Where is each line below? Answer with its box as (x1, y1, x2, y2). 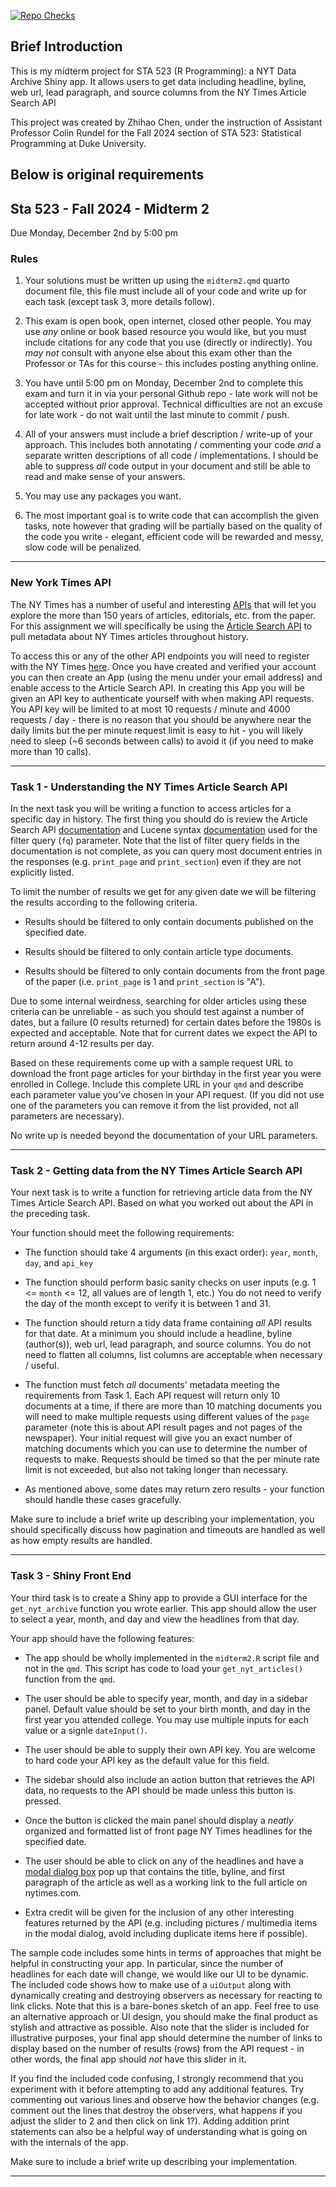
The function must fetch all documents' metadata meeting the (24, 1379, 280, 1391)
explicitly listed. (10, 866, 75, 878)
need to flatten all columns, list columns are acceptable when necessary (24, 1349, 323, 1361)
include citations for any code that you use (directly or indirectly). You (24, 336, 313, 349)
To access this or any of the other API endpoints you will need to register (10, 650, 310, 662)
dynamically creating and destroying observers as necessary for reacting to (10, 1989, 323, 2001)
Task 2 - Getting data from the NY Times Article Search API (10, 1163, 303, 1177)
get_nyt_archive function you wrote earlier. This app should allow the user (10, 1602, 317, 1614)
